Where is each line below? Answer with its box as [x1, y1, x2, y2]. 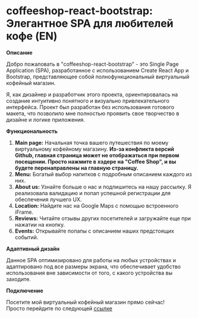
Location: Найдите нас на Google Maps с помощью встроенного [14, 202, 179, 209]
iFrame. [14, 208, 34, 215]
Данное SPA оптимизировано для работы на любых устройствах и [6, 256, 177, 263]
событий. [14, 233, 39, 241]
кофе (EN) [6, 30, 58, 43]
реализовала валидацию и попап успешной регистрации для [14, 189, 171, 196]
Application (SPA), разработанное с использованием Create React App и [6, 66, 189, 74]
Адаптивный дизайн [6, 245, 60, 252]
